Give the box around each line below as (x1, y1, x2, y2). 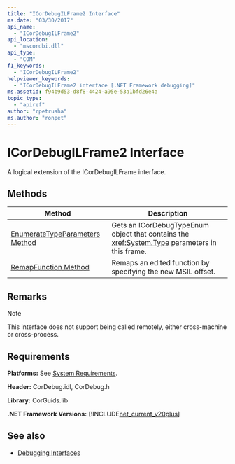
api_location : (7, 36, 49, 43)
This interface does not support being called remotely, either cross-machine (7, 323, 227, 331)
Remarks (7, 290, 48, 302)
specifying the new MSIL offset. (111, 267, 215, 276)
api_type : (7, 50, 36, 57)
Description (148, 209, 188, 218)
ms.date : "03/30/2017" (7, 17, 73, 24)
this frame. (111, 246, 147, 256)
